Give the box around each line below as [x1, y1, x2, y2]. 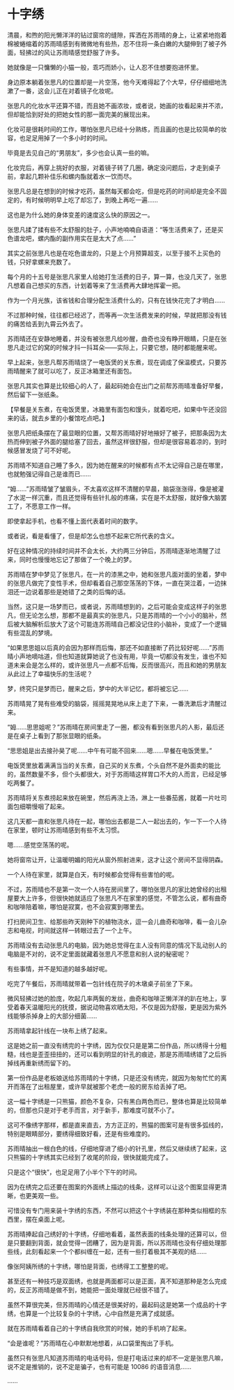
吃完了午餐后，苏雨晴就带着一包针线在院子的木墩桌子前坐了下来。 [7, 979, 196, 988]
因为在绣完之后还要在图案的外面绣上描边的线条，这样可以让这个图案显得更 [7, 1183, 221, 1191]
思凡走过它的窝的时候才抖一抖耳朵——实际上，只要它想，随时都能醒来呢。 [7, 343, 221, 351]
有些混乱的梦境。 [7, 628, 56, 637]
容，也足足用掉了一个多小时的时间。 [7, 133, 111, 142]
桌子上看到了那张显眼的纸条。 [19, 731, 105, 740]
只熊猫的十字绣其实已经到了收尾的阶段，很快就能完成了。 [7, 1153, 172, 1161]
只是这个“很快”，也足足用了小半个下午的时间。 [7, 1167, 141, 1176]
